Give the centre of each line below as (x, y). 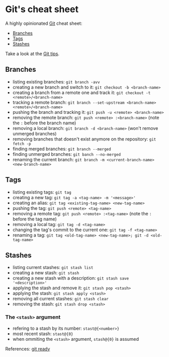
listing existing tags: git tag (42, 192)
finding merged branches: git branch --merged (62, 149)
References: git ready (28, 349)
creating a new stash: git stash (46, 273)
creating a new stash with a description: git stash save (71, 278)
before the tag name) (35, 219)
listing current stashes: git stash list (53, 267)
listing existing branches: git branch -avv (56, 81)
